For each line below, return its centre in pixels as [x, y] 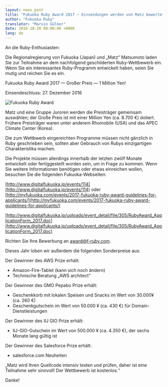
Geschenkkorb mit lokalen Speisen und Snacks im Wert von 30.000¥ [83, 295]
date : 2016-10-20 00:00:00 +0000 [40, 29]
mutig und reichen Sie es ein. [35, 73]
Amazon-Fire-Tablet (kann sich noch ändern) [59, 270]
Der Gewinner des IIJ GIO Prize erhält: [44, 321]
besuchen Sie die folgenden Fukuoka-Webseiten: [56, 174]
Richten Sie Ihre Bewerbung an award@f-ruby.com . [58, 241]
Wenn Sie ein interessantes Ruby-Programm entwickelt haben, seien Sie [79, 68]
